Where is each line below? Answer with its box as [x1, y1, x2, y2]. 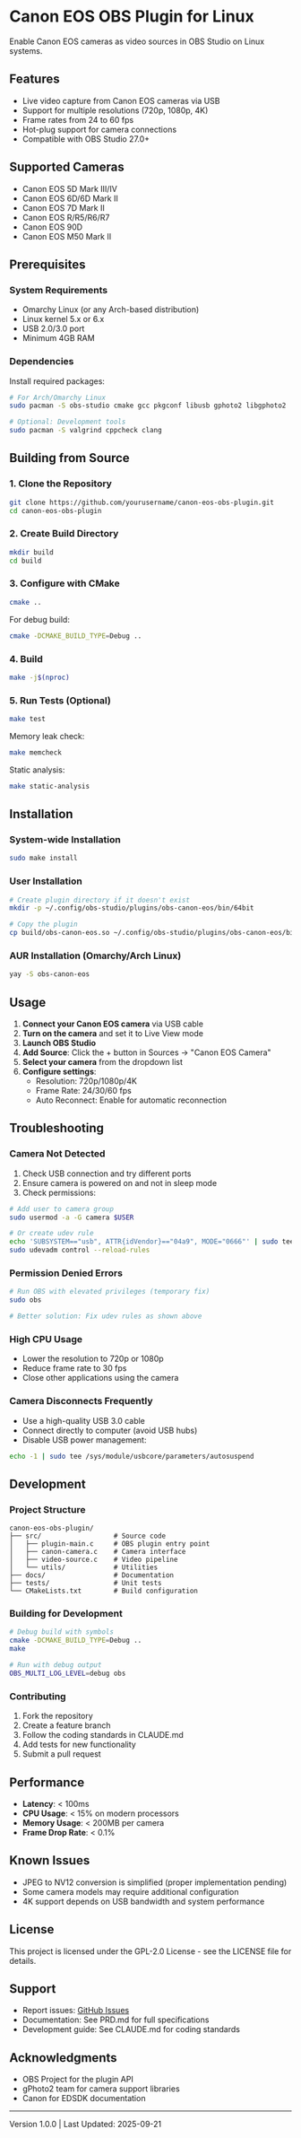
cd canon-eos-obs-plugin [9, 506, 102, 515]
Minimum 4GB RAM [21, 333, 96, 344]
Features [9, 72, 60, 87]
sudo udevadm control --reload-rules [9, 1245, 150, 1255]
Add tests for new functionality [21, 1739, 136, 1750]
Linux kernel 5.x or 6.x [21, 314, 105, 325]
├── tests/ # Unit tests [9, 1579, 163, 1588]
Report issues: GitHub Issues [21, 2005, 130, 2016]
